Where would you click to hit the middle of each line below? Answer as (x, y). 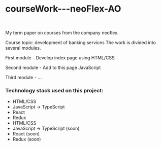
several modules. (23, 48)
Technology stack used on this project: (54, 90)
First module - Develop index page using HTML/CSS (60, 58)
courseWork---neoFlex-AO (63, 9)
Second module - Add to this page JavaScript (53, 67)
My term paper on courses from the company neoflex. (62, 32)
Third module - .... (24, 77)
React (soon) (26, 134)
